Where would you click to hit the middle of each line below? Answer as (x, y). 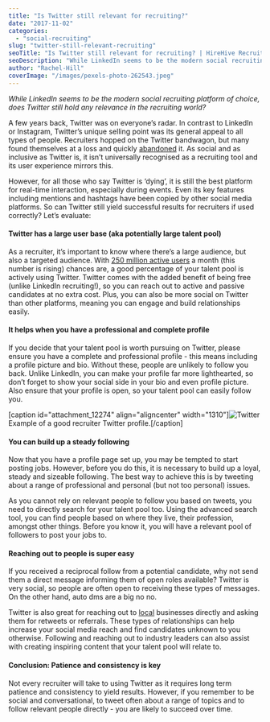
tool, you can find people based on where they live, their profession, (121, 518)
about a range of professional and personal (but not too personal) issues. (129, 485)
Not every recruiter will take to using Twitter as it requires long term (120, 683)
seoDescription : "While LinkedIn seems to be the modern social (118, 61)
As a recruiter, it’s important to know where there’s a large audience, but (127, 251)
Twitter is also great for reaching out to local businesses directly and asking (133, 613)
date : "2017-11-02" (41, 23)
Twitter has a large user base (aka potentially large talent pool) (115, 233)
